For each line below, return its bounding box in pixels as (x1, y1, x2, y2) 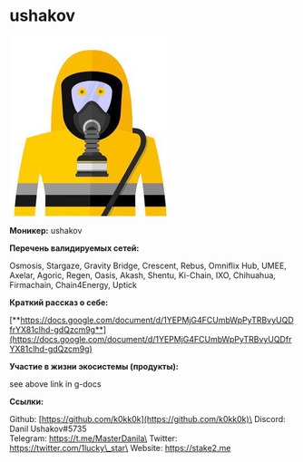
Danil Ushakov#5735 (9, 423, 88, 434)
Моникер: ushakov (9, 225, 83, 236)
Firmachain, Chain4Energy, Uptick (9, 279, 138, 290)
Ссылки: (9, 396, 44, 407)
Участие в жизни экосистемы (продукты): (9, 361, 180, 371)
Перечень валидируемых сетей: (9, 242, 140, 254)
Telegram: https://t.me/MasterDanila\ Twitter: (9, 432, 178, 444)
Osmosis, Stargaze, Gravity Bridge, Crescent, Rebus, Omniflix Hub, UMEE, (9, 260, 288, 271)
